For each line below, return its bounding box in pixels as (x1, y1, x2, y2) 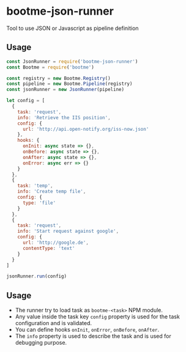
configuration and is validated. (15, 320, 92, 327)
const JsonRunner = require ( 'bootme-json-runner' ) (6, 58, 138, 65)
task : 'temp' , (17, 183, 53, 189)
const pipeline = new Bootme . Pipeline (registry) (6, 81, 133, 87)
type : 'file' (22, 200, 56, 206)
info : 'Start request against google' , (17, 228, 119, 235)
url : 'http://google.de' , (22, 240, 89, 246)
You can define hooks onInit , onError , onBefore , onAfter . (15, 326, 160, 334)
